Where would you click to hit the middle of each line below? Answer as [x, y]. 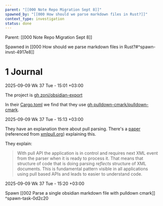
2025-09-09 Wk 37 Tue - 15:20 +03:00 [45, 184]
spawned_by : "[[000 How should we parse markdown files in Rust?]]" [76, 14]
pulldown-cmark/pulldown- [121, 105]
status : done [18, 23]
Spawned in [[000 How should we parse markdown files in [64, 47]
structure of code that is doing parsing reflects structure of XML [82, 164]
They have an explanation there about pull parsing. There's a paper [73, 129]
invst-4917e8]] [20, 52]
